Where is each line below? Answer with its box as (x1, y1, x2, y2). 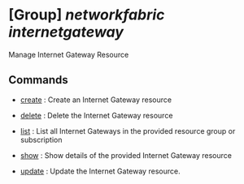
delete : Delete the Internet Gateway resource (20, 110, 173, 120)
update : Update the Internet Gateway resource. (20, 166, 181, 176)
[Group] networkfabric (8, 6, 165, 24)
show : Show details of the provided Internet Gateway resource (20, 150, 232, 160)
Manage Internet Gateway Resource (8, 49, 129, 59)
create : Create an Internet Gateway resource (20, 95, 172, 105)
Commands (8, 73, 69, 87)
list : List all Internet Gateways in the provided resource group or (20, 126, 236, 135)
